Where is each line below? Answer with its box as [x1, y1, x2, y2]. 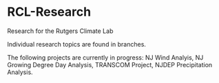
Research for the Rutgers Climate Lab [7, 27, 114, 35]
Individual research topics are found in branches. [7, 40, 147, 48]
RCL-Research [7, 4, 92, 20]
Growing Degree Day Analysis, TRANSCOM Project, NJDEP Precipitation [7, 60, 213, 69]
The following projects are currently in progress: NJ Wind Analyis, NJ [7, 53, 204, 62]
